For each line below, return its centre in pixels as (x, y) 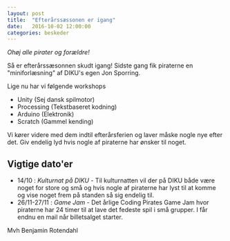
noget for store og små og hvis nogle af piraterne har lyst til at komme (116, 188)
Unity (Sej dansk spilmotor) (56, 100)
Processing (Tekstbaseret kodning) (67, 107)
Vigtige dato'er (40, 164)
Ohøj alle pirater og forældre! (48, 52)
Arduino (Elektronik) (46, 114)
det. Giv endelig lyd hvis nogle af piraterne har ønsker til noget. (97, 143)
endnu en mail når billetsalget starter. (70, 217)
